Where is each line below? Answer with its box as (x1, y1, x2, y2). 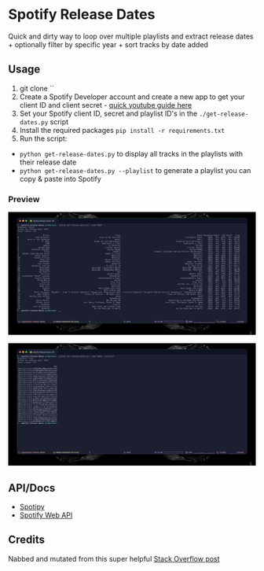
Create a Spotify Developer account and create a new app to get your (19, 92, 245, 101)
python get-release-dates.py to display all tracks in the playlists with (19, 149, 244, 158)
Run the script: (19, 134, 68, 143)
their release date (19, 157, 77, 167)
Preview (8, 193, 40, 204)
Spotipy (19, 502, 45, 511)
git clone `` (19, 83, 55, 93)
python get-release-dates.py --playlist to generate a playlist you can (19, 165, 251, 175)
